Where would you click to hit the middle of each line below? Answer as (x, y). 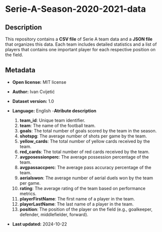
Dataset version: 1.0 (33, 101)
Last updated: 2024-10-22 (40, 224)
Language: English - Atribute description (54, 111)
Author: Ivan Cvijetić (34, 92)
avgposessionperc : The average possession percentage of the (84, 157)
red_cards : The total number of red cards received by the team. (84, 152)
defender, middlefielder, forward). (54, 214)
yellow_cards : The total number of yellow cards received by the (85, 141)
